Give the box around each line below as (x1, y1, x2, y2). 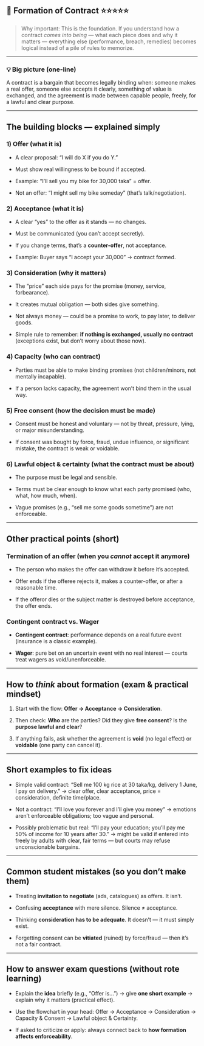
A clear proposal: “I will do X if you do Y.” (15, 153, 118, 161)
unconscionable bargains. (15, 843, 80, 851)
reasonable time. (15, 584, 58, 591)
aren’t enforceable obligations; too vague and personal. (15, 812, 154, 819)
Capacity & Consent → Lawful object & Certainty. (15, 1014, 138, 1022)
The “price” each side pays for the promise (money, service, (15, 282, 166, 290)
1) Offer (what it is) (6, 140, 62, 148)
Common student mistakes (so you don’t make (6, 866, 186, 877)
